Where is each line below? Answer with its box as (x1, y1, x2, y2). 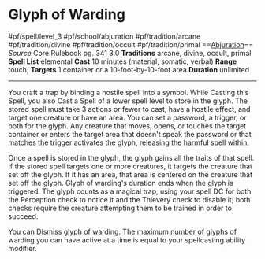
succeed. (8, 211, 39, 221)
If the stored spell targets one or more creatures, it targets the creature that (8, 161, 252, 171)
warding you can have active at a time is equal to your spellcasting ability (8, 235, 246, 245)
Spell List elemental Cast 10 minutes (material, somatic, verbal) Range (8, 57, 237, 66)
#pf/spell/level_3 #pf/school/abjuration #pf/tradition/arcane (8, 31, 201, 41)
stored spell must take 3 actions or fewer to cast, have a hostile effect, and (8, 104, 251, 113)
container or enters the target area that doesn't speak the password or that (8, 129, 252, 139)
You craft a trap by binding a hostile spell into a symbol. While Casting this (8, 87, 249, 97)
